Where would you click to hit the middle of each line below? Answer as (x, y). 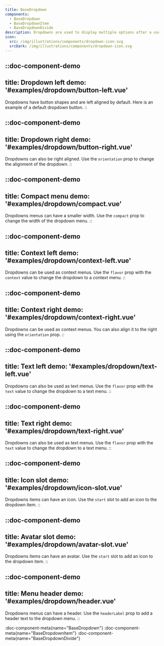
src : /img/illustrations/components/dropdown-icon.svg (66, 42)
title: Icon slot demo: (37, 480)
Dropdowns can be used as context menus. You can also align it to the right (81, 329)
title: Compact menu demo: (48, 196)
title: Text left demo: (36, 367)
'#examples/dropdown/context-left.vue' (68, 261)
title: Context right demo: (44, 310)
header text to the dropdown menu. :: (42, 618)
